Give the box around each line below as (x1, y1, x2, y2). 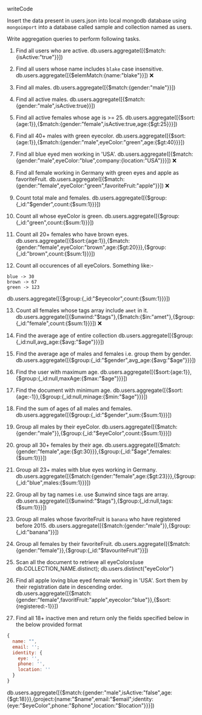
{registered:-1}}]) (15, 602, 59, 610)
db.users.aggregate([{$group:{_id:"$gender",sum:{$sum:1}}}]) (15, 411, 172, 419)
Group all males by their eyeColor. (15, 423, 101, 430)
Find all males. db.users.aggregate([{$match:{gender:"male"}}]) (15, 84, 176, 91)
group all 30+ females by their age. (15, 441, 104, 448)
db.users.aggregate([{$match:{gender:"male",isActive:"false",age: (7, 689, 172, 696)
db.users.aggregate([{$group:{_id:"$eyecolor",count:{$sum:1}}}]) (7, 295, 170, 302)
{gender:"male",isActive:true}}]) (15, 102, 96, 109)
